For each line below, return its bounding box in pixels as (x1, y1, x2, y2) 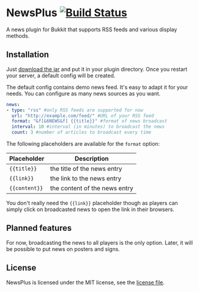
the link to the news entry (50, 174, 122, 182)
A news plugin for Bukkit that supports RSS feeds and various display (6, 26, 177, 33)
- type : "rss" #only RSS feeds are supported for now (6, 107, 144, 113)
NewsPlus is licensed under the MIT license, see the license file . (6, 279, 165, 286)
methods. (6, 32, 30, 39)
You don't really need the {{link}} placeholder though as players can (6, 200, 178, 206)
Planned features (6, 223, 72, 233)
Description (74, 155, 109, 162)
